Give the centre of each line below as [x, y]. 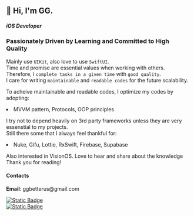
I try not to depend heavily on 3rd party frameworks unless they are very [94, 121]
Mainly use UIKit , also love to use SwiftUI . [58, 61]
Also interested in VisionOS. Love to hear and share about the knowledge [95, 156]
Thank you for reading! [34, 162]
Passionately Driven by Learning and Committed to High [88, 41]
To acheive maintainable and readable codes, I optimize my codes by [90, 91]
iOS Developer [24, 26]
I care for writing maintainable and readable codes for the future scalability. [97, 80]
